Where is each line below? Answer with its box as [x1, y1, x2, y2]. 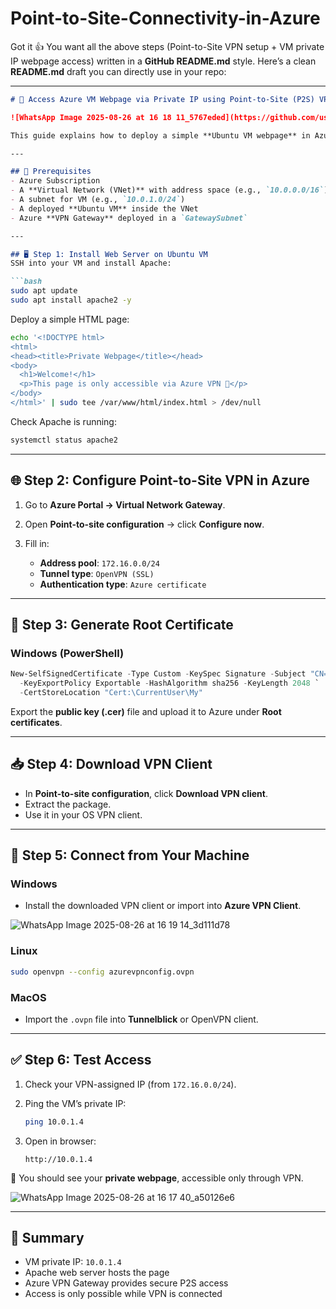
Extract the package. [24, 798, 112, 810]
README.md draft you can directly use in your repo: [10, 65, 227, 77]
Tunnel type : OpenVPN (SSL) [39, 567, 155, 579]
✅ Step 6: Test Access [10, 1052, 152, 1069]
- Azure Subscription [10, 176, 101, 186]
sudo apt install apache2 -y [10, 295, 132, 306]
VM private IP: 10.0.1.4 [24, 1256, 122, 1268]
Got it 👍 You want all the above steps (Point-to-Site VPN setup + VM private [10, 40, 325, 52]
